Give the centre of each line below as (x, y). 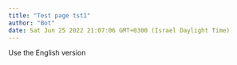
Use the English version (47, 53)
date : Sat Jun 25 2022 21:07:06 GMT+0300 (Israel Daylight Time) (119, 30)
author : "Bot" (32, 23)
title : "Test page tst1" (49, 15)
